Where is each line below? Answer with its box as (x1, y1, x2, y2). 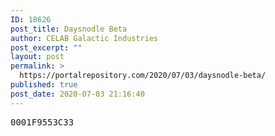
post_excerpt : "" (10, 42, 83, 53)
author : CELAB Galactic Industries (10, 33, 159, 43)
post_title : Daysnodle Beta (10, 24, 128, 34)
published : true (10, 80, 78, 90)
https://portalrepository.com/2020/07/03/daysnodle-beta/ (19, 71, 267, 81)
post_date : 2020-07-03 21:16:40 (10, 89, 145, 99)
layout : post (10, 52, 65, 62)
